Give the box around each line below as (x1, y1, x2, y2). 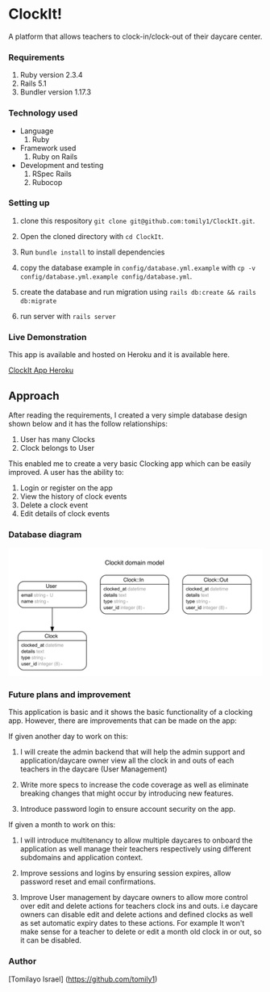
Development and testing (19, 160, 104, 170)
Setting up (8, 197, 50, 208)
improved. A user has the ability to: (8, 467, 124, 477)
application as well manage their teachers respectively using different (19, 844, 251, 854)
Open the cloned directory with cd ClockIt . (19, 231, 164, 241)
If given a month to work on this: (8, 820, 116, 830)
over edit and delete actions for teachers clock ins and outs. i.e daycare (19, 902, 258, 911)
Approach (8, 389, 60, 402)
